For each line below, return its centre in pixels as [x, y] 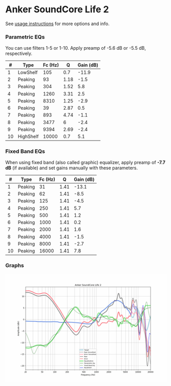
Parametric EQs [25, 37]
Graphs [15, 266]
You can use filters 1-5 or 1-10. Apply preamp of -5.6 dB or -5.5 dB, [76, 48]
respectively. [19, 54]
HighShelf [28, 136]
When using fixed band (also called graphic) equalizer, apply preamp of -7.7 [85, 162]
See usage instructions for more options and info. [58, 24]
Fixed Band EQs [25, 151]
